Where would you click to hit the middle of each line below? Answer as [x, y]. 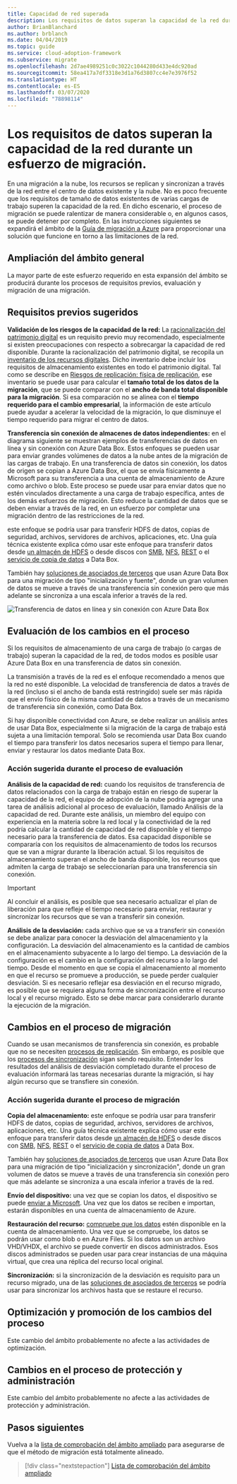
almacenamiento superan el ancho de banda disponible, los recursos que [114, 859]
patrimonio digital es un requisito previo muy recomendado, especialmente [116, 337]
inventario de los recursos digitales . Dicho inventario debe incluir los [107, 359]
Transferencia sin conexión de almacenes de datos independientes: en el [117, 433]
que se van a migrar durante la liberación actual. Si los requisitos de [106, 852]
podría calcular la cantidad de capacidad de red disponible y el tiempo [110, 829]
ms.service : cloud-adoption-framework [64, 54]
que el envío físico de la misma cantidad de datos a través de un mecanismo [119, 699]
